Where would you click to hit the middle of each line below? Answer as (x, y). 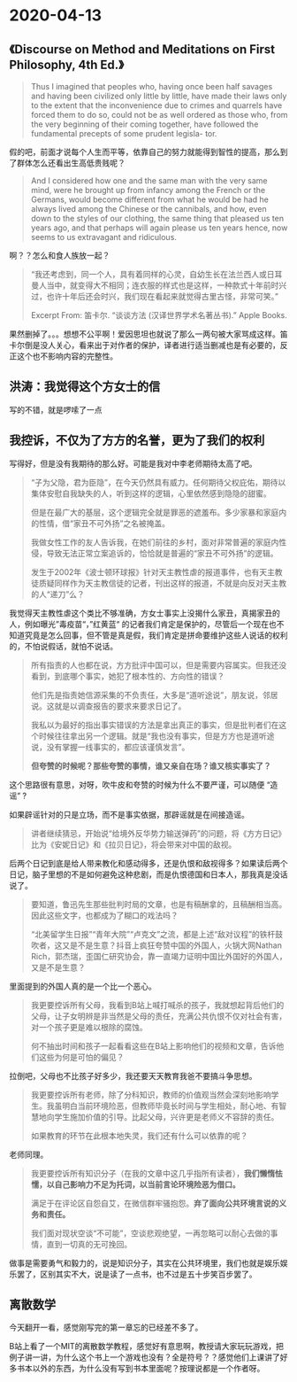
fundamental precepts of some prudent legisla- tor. (124, 133)
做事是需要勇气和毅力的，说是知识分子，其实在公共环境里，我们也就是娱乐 (145, 1262)
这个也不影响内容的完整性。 (67, 356)
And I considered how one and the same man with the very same (149, 181)
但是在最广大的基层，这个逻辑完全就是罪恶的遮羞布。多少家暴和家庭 (155, 512)
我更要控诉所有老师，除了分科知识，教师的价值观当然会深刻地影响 (151, 1094)
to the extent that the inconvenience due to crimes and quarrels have (156, 105)
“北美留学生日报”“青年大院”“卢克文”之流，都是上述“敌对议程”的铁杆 (153, 934)
